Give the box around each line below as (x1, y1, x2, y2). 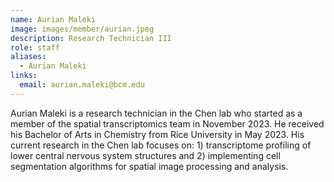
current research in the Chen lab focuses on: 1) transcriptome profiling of (10, 139, 312, 151)
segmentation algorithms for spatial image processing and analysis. (10, 160, 289, 172)
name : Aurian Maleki (10, 14, 97, 25)
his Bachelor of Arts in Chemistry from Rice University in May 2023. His (10, 128, 305, 140)
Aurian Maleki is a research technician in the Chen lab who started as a (10, 107, 303, 119)
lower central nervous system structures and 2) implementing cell (10, 149, 281, 161)
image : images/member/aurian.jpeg (10, 24, 155, 34)
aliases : (10, 52, 47, 62)
